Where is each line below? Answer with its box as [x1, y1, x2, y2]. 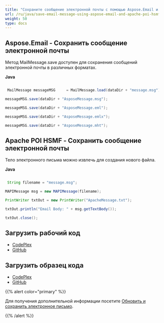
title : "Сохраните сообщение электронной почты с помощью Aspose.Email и [5, 7, 159, 12]
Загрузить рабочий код [5, 229, 81, 237]
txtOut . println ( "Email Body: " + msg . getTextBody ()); [5, 206, 117, 211]
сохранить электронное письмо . [5, 303, 74, 309]
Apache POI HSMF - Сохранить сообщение [5, 136, 142, 144]
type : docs [5, 20, 27, 26]
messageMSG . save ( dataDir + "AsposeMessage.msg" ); [5, 96, 108, 101]
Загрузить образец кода [5, 261, 84, 269]
